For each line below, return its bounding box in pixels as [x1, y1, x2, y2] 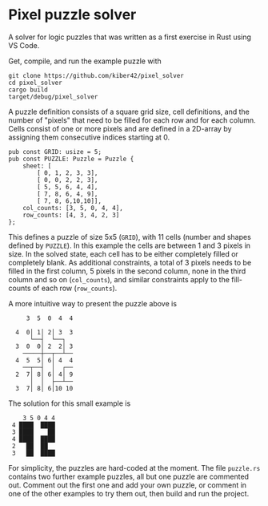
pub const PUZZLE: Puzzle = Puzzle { [8, 155, 134, 163]
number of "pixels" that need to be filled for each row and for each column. [8, 115, 256, 125]
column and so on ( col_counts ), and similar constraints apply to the [8, 274, 230, 284]
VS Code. [8, 40, 40, 50]
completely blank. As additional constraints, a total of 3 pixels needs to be [8, 257, 252, 267]
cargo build [8, 86, 48, 94]
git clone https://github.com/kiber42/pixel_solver [8, 71, 184, 79]
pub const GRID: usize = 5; [8, 148, 102, 156]
